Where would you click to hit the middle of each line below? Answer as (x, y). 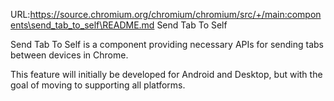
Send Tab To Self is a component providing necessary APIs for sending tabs (167, 44)
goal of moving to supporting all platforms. (98, 85)
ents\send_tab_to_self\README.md (82, 25)
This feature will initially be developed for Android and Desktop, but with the (166, 74)
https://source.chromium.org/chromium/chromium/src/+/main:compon (175, 14)
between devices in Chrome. (69, 55)
